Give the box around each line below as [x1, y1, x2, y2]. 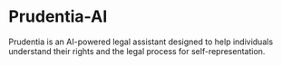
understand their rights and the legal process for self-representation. [8, 45, 266, 56]
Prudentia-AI [8, 6, 108, 27]
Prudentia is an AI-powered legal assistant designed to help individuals [8, 36, 274, 47]
